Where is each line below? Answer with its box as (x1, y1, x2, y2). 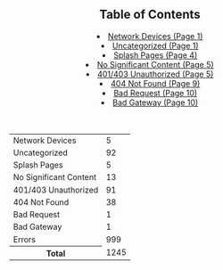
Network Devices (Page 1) (107, 30, 203, 41)
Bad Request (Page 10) (113, 87, 198, 98)
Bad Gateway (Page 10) (112, 97, 199, 108)
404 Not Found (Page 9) (111, 78, 201, 88)
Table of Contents (99, 7, 201, 22)
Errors (12, 233, 36, 244)
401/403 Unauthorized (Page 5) (96, 69, 214, 79)
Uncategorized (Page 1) (111, 40, 199, 51)
